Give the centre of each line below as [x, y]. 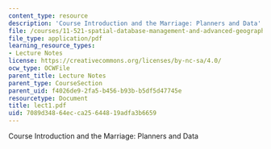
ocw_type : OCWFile [39, 68]
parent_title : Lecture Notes [57, 76]
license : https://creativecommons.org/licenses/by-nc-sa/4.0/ [115, 61]
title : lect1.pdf [38, 106]
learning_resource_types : [52, 46]
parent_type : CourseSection [56, 83]
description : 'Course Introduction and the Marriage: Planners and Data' [135, 23]
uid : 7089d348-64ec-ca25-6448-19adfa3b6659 [83, 114]
